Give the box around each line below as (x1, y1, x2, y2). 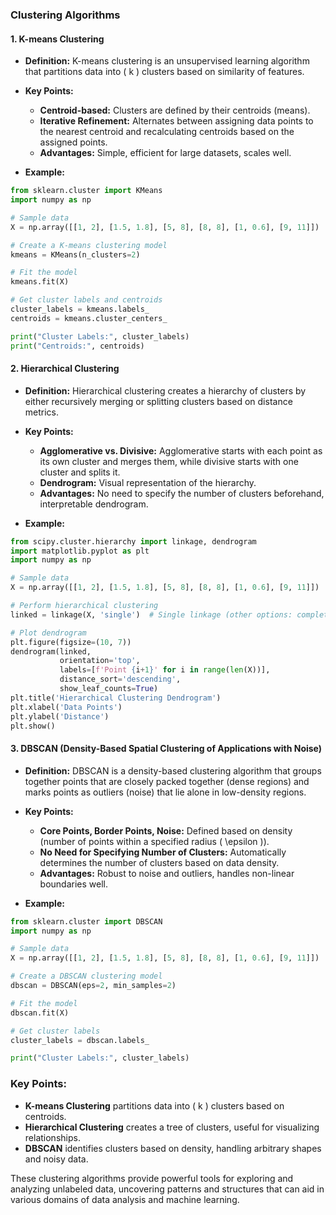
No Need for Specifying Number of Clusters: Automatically (39, 846, 287, 858)
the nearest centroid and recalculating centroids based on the (39, 126, 295, 138)
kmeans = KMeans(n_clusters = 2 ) (10, 249, 141, 260)
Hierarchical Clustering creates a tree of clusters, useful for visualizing (24, 1121, 320, 1133)
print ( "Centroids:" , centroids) (10, 341, 145, 351)
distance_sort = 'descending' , (59, 674, 182, 685)
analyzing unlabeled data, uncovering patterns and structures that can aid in (10, 1183, 325, 1195)
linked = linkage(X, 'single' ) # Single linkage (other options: (10, 609, 293, 620)
